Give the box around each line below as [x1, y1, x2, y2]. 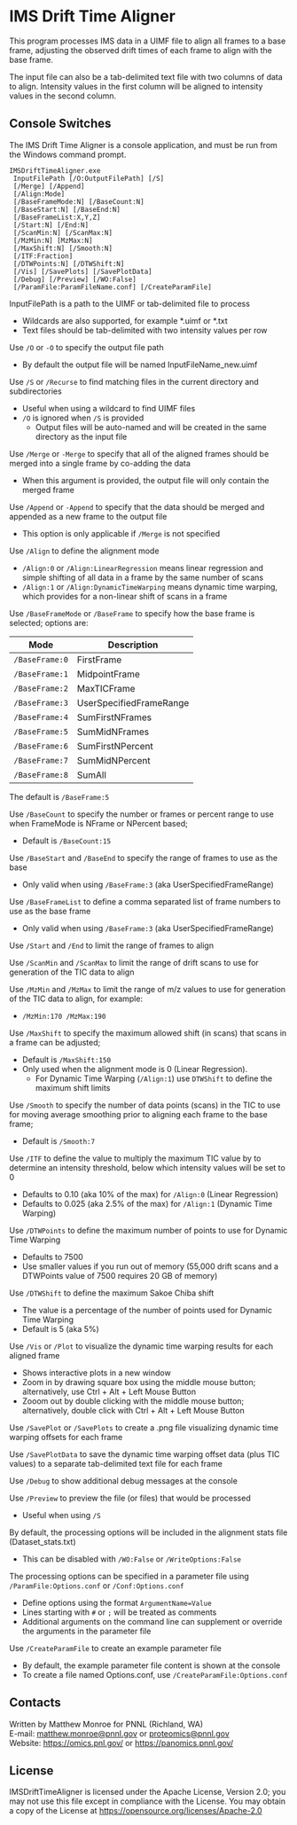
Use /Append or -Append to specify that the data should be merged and [9, 501, 265, 512]
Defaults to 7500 [21, 1251, 84, 1262]
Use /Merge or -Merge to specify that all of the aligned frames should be [9, 448, 270, 458]
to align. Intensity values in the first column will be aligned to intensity [9, 81, 263, 91]
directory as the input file [35, 431, 128, 442]
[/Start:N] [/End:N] [12, 220, 90, 230]
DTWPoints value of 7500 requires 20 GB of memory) [21, 1270, 218, 1281]
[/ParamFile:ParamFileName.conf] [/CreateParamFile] [12, 282, 213, 292]
